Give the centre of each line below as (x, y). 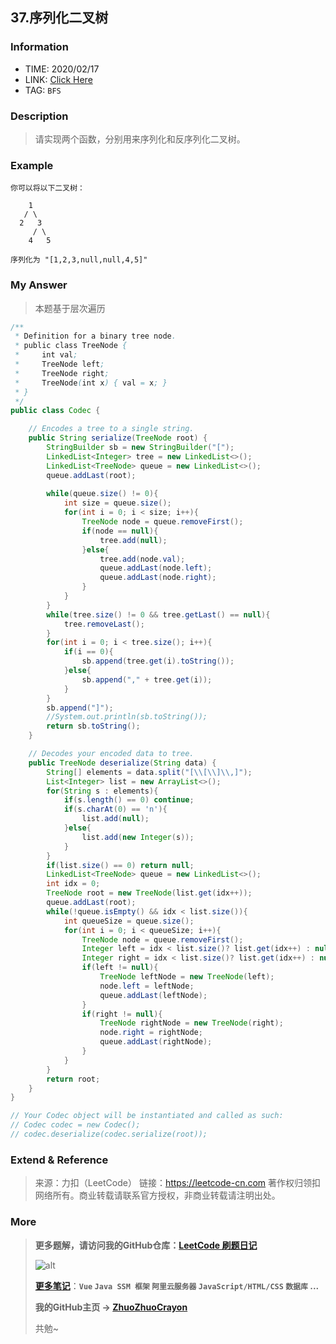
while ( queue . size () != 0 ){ (102, 494)
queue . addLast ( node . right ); (158, 578)
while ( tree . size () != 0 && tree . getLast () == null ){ (158, 614)
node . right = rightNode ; (151, 1033)
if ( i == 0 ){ (88, 652)
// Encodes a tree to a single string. (111, 429)
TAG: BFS (43, 90)
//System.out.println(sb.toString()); (127, 717)
